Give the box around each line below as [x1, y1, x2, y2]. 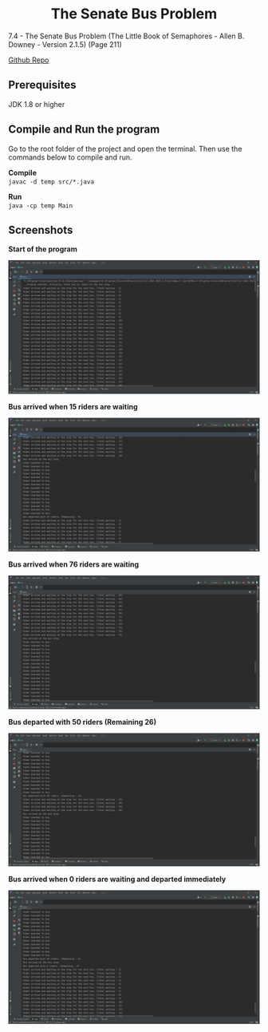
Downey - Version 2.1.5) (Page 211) [8, 39, 122, 49]
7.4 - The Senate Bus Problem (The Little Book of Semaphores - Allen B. [8, 31, 245, 41]
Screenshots [8, 223, 73, 236]
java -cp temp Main [8, 201, 73, 210]
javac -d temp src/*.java [8, 177, 94, 186]
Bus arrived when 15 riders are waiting [8, 402, 138, 412]
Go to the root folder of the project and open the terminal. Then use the [8, 144, 242, 153]
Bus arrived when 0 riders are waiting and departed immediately [8, 875, 227, 884]
